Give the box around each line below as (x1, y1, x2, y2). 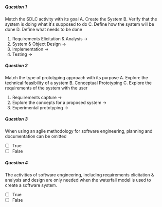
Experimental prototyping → (12, 104, 69, 110)
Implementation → (12, 46, 49, 52)
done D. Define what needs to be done (5, 26, 83, 32)
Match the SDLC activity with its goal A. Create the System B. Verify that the (5, 16, 157, 22)
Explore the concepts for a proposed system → (12, 100, 107, 105)
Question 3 (5, 116, 28, 121)
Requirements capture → (12, 94, 62, 100)
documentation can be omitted (5, 133, 67, 139)
